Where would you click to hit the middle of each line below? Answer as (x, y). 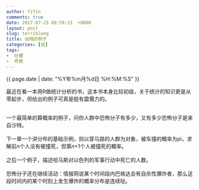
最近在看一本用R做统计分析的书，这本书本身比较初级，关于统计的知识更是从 (99, 91)
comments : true (25, 17)
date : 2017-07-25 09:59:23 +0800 (49, 22)
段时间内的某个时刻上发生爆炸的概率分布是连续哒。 (68, 181)
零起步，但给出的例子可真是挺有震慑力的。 (58, 99)
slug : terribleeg (28, 34)
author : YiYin (24, 12)
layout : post (22, 28)
